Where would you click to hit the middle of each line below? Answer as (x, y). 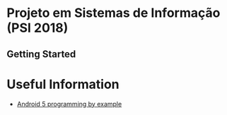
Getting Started (41, 54)
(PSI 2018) (37, 28)
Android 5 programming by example (69, 104)
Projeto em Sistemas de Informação (113, 13)
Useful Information (63, 84)
